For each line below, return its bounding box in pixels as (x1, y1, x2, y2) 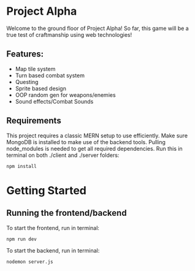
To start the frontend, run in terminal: (6, 224, 100, 231)
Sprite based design (15, 85, 66, 92)
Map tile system (15, 65, 56, 72)
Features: (6, 49, 44, 59)
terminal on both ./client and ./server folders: (6, 151, 120, 159)
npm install (6, 163, 37, 169)
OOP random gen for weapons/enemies (15, 91, 116, 99)
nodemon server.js (6, 259, 53, 265)
